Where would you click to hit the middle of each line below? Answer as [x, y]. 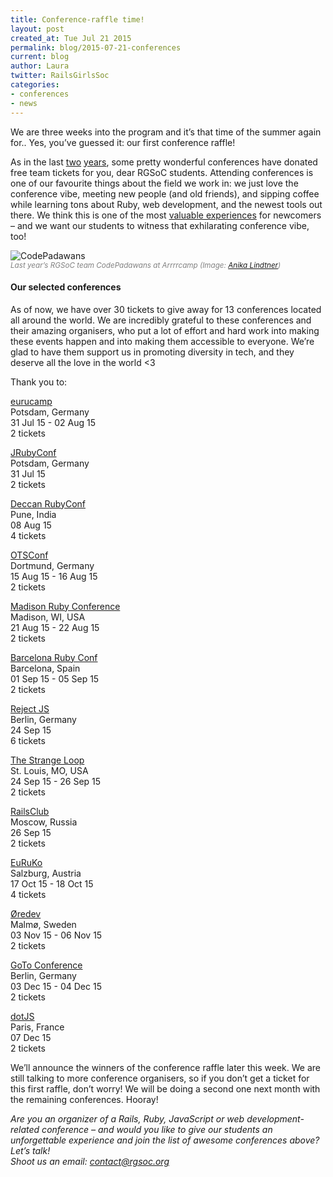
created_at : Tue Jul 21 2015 [71, 38]
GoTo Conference [46, 965]
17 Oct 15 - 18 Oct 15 [52, 883]
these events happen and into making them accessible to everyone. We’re [162, 341]
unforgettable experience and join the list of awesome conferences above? [165, 1140]
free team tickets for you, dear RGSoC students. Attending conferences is [162, 172]
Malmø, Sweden [43, 924]
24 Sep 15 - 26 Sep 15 [56, 781]
